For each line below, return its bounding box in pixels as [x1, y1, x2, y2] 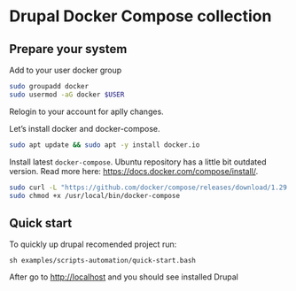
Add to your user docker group [9, 65, 122, 75]
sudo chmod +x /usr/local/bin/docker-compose [9, 191, 180, 200]
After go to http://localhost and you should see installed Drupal [9, 272, 239, 282]
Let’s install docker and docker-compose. [9, 123, 161, 134]
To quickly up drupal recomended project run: [9, 239, 177, 249]
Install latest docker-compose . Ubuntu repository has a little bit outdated [9, 157, 267, 167]
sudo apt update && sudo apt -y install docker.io [9, 140, 200, 149]
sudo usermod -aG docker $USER [9, 90, 125, 99]
